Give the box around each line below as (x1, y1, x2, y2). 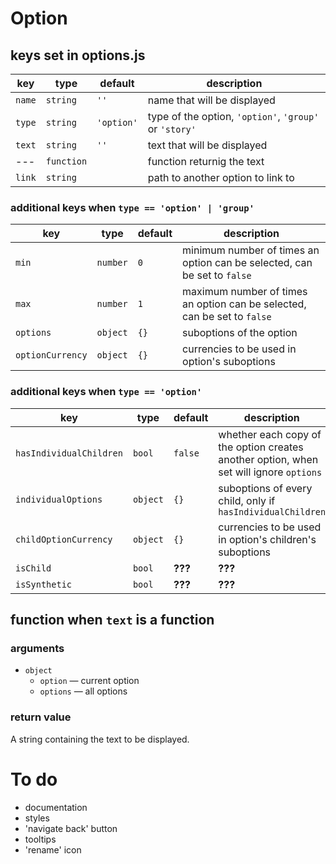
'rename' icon (24, 843, 82, 856)
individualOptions (15, 493, 103, 505)
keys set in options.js (10, 47, 146, 64)
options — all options (39, 685, 128, 697)
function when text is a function (10, 611, 215, 628)
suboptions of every (218, 481, 313, 495)
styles (24, 812, 50, 824)
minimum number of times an (182, 243, 320, 257)
